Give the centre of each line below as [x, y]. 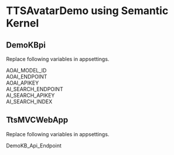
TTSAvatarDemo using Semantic [87, 11]
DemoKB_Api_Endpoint [34, 146]
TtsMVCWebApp [37, 120]
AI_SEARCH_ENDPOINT [35, 89]
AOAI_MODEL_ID [26, 70]
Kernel [23, 23]
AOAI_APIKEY [23, 83]
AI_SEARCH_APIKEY [30, 95]
